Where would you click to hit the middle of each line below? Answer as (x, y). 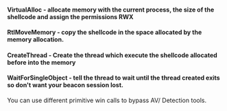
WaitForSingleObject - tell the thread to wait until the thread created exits (114, 78)
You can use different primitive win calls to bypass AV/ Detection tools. (107, 100)
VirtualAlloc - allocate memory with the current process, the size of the (111, 10)
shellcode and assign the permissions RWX (70, 16)
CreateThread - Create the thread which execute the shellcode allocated (112, 55)
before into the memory (41, 62)
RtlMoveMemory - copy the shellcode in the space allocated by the (105, 32)
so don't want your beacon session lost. (65, 85)
